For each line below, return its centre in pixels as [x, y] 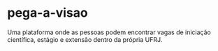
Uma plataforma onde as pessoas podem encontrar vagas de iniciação [109, 32]
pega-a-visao [48, 13]
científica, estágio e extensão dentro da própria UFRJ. [85, 39]
